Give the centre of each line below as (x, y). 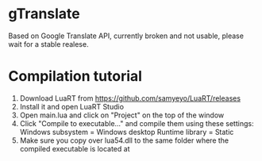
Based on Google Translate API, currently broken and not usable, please (126, 36)
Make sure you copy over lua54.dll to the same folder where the (124, 140)
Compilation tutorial (75, 77)
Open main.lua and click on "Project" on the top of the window (122, 115)
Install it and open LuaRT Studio (72, 106)
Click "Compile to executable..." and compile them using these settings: (137, 123)
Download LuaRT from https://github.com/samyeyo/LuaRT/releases (130, 98)
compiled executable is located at (75, 148)
